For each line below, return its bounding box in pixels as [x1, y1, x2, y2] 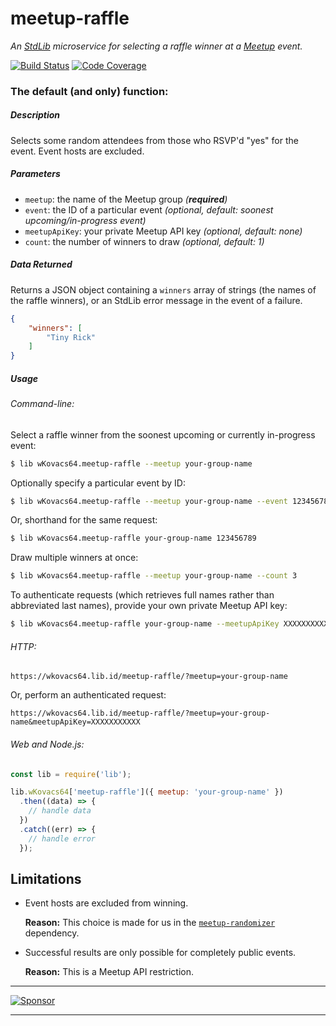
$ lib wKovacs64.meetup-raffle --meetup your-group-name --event [10, 496, 288, 506]
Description [10, 109, 61, 121]
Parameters [10, 168, 61, 180]
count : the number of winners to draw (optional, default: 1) [24, 235, 265, 247]
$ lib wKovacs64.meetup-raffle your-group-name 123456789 [10, 533, 257, 544]
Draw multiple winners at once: [10, 552, 139, 564]
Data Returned [10, 258, 73, 271]
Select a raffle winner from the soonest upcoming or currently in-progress [10, 428, 316, 441]
